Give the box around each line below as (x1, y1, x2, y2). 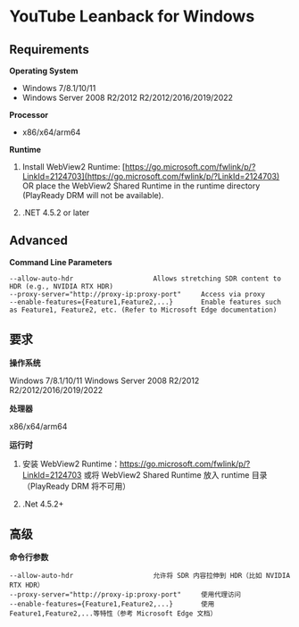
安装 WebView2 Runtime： (21, 458, 120, 469)
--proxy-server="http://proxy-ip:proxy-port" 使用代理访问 (9, 590, 241, 599)
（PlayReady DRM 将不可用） (21, 481, 131, 491)
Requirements (9, 42, 89, 57)
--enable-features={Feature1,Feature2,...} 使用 (9, 600, 215, 609)
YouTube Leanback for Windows (9, 6, 255, 27)
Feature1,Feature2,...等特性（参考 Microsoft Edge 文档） (9, 609, 217, 618)
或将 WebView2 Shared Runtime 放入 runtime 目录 (83, 469, 268, 480)
